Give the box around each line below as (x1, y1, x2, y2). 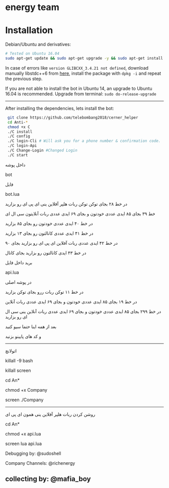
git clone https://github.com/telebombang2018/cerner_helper (7, 115, 138, 120)
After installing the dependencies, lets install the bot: (5, 105, 114, 111)
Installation (5, 25, 53, 36)
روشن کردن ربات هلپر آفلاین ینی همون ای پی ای (5, 411, 96, 417)
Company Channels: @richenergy (5, 460, 75, 466)
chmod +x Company (5, 387, 48, 393)
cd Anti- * (7, 120, 28, 125)
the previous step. (5, 75, 43, 82)
